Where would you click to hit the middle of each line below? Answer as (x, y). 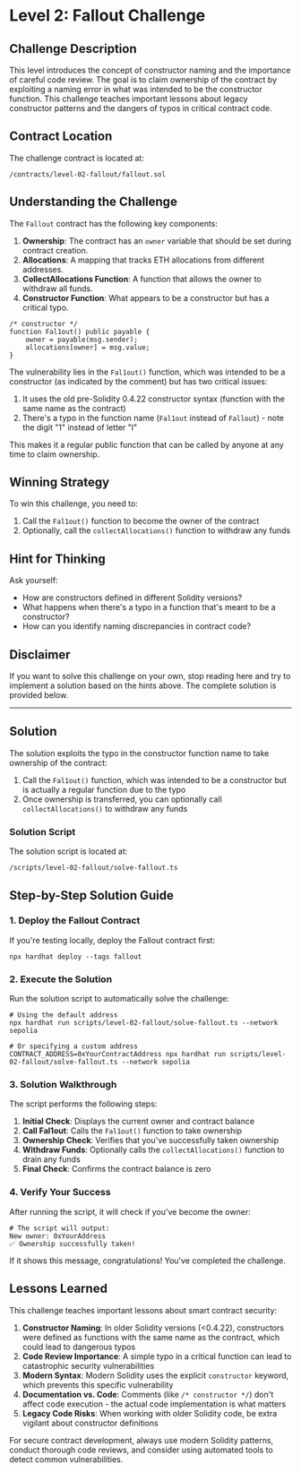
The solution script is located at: (69, 851)
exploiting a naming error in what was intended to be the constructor (136, 89)
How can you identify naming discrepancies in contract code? (137, 626)
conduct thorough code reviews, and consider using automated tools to (141, 1450)
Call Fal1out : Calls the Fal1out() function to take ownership (132, 1131)
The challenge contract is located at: (77, 158)
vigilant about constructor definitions (90, 1423)
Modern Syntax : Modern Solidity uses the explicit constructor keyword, (155, 1375)
